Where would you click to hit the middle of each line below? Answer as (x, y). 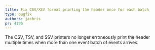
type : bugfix (19, 14)
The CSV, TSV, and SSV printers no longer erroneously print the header (78, 37)
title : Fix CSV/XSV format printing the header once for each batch (77, 10)
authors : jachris (23, 19)
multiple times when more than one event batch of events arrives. (72, 43)
